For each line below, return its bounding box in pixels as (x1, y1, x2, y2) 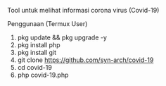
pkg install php (17, 41, 60, 49)
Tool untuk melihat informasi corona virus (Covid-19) (7, 6, 160, 14)
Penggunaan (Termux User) (7, 20, 88, 27)
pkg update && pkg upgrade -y (17, 33, 108, 42)
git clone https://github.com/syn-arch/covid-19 (17, 56, 154, 64)
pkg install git (17, 49, 57, 56)
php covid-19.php (17, 70, 69, 79)
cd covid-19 (17, 63, 53, 71)
